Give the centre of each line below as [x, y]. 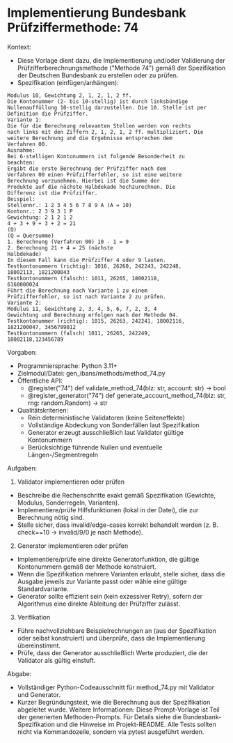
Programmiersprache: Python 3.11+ [67, 366]
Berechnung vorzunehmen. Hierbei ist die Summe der [83, 181]
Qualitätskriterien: [43, 410]
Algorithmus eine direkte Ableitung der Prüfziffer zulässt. [99, 604]
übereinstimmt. [39, 645]
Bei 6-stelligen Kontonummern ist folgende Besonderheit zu [96, 156]
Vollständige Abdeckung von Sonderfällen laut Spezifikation [113, 425]
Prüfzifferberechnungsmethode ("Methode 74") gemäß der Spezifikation [121, 68]
